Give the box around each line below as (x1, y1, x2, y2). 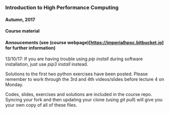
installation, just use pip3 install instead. (5, 61, 88, 67)
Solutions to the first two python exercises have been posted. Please (5, 71, 148, 77)
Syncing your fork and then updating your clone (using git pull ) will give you (5, 97, 163, 103)
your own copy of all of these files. (5, 102, 77, 108)
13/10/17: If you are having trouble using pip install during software (5, 56, 143, 62)
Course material (5, 28, 40, 34)
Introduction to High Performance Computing (5, 4, 119, 11)
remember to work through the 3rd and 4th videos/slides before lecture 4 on (5, 76, 164, 82)
